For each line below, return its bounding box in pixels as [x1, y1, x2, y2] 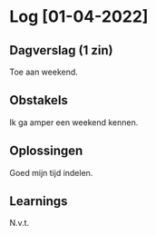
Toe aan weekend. [9, 66, 79, 77]
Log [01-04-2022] [9, 6, 149, 27]
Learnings [9, 193, 68, 210]
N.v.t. [9, 218, 30, 229]
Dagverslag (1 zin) [9, 43, 113, 58]
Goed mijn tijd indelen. [9, 167, 93, 178]
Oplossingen [9, 143, 83, 159]
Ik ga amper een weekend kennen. [9, 116, 139, 128]
